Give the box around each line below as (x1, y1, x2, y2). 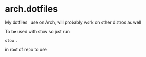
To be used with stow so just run (5, 28, 70, 34)
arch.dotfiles (5, 3, 58, 14)
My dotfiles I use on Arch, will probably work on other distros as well (5, 19, 142, 25)
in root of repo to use (5, 46, 47, 52)
